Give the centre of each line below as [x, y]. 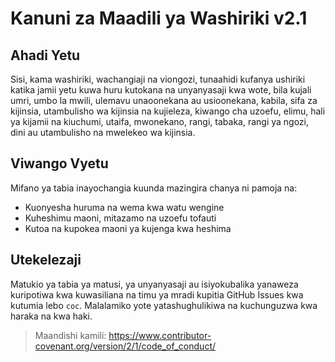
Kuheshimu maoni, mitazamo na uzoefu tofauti [120, 218]
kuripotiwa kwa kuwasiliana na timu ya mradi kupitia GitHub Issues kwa [157, 294]
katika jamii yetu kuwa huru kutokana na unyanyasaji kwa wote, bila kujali [161, 90]
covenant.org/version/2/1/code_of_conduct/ [125, 346]
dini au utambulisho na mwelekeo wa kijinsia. [103, 132]
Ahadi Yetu [45, 55]
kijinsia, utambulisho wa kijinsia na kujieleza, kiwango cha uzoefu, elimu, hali [168, 111]
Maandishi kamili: [70, 335]
